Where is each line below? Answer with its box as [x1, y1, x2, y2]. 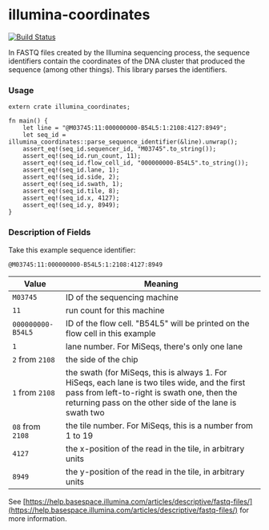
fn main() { [8, 117, 48, 125]
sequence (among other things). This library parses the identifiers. [8, 64, 227, 74]
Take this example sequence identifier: [8, 245, 136, 254]
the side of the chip [65, 354, 139, 365]
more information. [8, 513, 67, 523]
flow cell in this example [65, 327, 156, 338]
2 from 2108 [12, 354, 55, 365]
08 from [12, 421, 41, 432]
